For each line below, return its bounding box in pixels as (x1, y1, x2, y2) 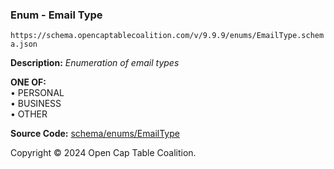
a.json (10, 39, 38, 50)
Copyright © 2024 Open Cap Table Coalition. (10, 147, 197, 159)
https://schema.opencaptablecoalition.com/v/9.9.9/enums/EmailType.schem (10, 31, 325, 41)
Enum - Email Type (10, 8, 103, 22)
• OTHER (10, 108, 48, 120)
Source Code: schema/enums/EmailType (10, 128, 180, 140)
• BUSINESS (10, 98, 62, 110)
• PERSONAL (10, 87, 65, 99)
